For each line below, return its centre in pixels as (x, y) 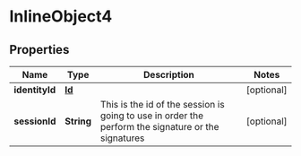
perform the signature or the (159, 127)
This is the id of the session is (163, 104)
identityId (35, 90)
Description (168, 75)
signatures (122, 138)
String (78, 121)
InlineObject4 (61, 17)
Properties (39, 50)
